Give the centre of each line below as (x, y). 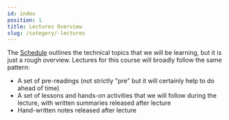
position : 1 (24, 20)
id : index (22, 14)
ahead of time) (38, 88)
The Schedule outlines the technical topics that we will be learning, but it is (114, 53)
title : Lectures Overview (45, 26)
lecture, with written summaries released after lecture (94, 103)
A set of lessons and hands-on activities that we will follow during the (117, 96)
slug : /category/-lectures (46, 33)
